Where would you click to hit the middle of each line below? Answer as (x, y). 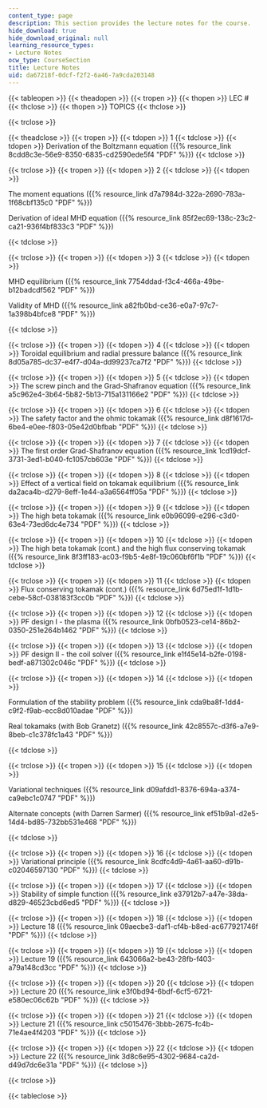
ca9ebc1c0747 (32, 798)
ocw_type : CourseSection (49, 61)
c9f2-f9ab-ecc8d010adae (51, 710)
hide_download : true (43, 30)
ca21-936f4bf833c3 (41, 226)
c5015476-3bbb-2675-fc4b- (167, 1023)
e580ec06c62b (34, 999)
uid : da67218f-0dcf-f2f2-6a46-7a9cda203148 (82, 75)
